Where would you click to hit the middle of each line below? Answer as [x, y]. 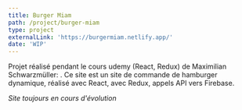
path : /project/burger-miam [54, 23]
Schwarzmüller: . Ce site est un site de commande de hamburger [113, 75]
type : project [31, 30]
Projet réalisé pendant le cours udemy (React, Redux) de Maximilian [117, 66]
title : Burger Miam [40, 15]
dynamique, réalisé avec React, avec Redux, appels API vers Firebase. [121, 83]
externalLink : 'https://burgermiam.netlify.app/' [91, 37]
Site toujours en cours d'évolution [62, 98]
